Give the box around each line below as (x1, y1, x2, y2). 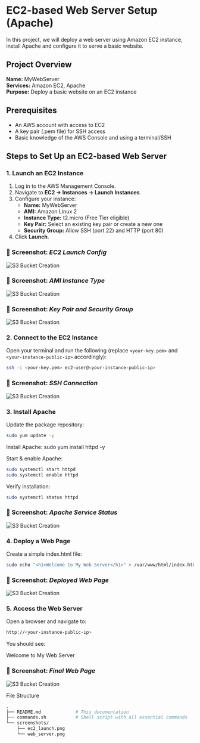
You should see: (6, 640, 46, 648)
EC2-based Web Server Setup (6, 4, 158, 17)
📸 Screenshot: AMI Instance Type (6, 277, 105, 285)
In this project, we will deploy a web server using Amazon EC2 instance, (6, 36, 183, 43)
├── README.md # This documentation (6, 709, 129, 715)
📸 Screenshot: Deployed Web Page (6, 576, 109, 584)
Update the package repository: (6, 421, 85, 428)
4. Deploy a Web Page (6, 537, 71, 545)
